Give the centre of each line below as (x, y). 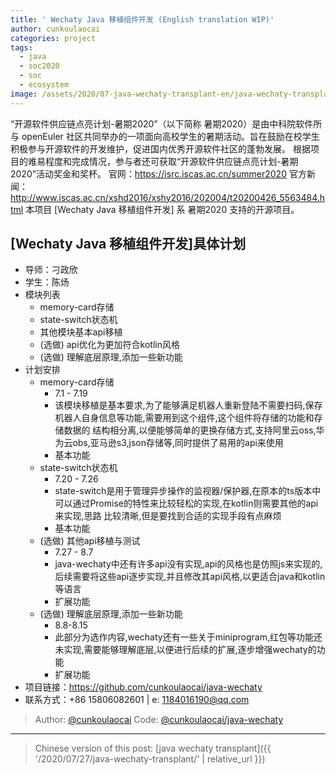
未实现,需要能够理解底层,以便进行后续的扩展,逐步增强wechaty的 (185, 650)
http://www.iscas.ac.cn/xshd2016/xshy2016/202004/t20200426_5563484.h (168, 197)
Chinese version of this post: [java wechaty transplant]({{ (153, 748)
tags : (21, 47)
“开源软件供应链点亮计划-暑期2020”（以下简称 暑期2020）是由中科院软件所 (166, 123)
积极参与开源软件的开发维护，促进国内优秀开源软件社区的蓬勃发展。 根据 (160, 148)
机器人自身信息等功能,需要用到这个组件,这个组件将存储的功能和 (184, 418)
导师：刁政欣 (51, 270)
